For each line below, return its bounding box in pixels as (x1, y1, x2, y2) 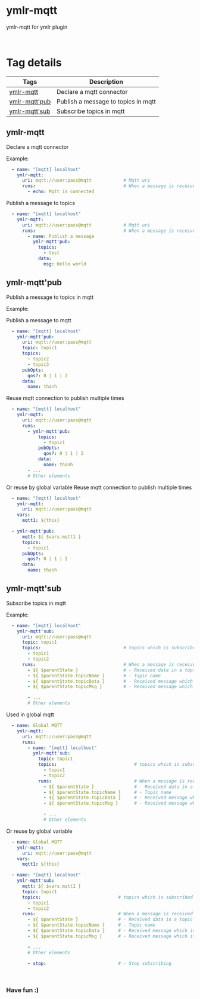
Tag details (6, 56, 62, 69)
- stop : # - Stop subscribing (27, 960, 171, 966)
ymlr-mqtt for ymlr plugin (6, 23, 68, 30)
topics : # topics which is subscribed (21, 894, 193, 900)
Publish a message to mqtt (6, 316, 71, 323)
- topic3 (27, 361, 49, 368)
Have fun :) (6, 986, 39, 994)
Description (89, 77, 123, 85)
